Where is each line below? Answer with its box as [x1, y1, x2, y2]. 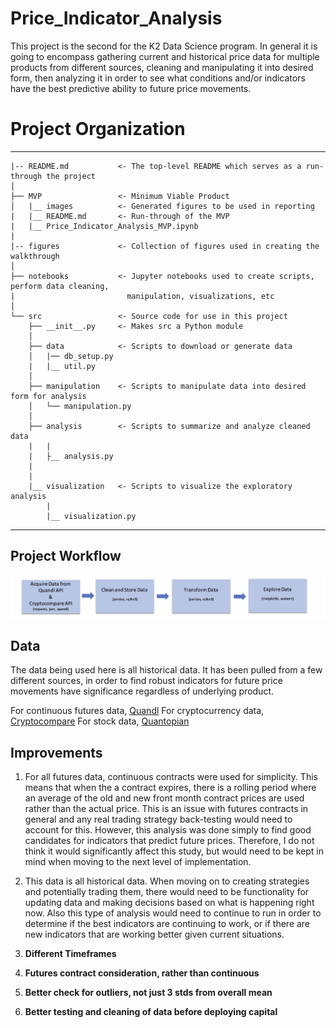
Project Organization [10, 118, 186, 141]
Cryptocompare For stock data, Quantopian [10, 715, 190, 727]
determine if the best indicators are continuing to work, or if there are [24, 918, 311, 930]
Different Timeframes [24, 948, 117, 960]
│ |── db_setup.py [28, 351, 114, 361]
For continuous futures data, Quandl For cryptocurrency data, [10, 705, 265, 717]
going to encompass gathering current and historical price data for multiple [10, 50, 320, 62]
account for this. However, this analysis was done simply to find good [24, 824, 312, 836]
